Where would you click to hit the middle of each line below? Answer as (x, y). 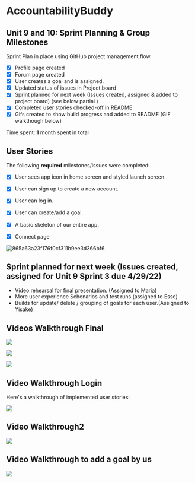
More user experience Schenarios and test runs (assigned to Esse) (96, 297)
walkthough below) (38, 121)
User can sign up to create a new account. (66, 189)
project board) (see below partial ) (57, 101)
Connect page (32, 236)
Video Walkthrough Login (54, 383)
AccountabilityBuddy (60, 11)
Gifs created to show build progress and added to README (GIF (92, 115)
